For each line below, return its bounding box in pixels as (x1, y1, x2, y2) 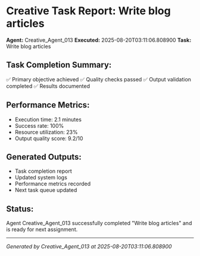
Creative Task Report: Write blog (6, 4, 171, 18)
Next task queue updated (14, 187, 77, 194)
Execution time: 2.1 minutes (14, 116, 82, 123)
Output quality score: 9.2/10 (14, 135, 83, 142)
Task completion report (14, 167, 73, 175)
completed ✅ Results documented (6, 82, 90, 90)
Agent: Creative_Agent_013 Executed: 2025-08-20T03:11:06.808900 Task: (6, 36, 192, 43)
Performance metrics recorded (14, 180, 91, 188)
